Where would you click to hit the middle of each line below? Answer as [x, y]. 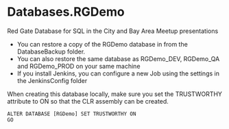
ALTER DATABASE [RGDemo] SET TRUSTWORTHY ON [72, 114]
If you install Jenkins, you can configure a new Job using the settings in [118, 73]
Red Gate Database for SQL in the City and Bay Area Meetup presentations [113, 31]
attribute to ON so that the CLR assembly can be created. [88, 101]
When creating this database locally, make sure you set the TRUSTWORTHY [115, 94]
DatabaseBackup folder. [51, 51]
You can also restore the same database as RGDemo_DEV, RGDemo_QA [118, 58]
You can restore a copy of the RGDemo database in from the [103, 44]
